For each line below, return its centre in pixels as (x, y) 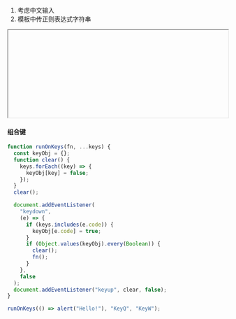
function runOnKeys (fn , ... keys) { (59, 147)
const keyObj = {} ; (42, 154)
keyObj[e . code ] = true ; (67, 231)
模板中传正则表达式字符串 (54, 19)
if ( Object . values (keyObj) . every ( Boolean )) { (93, 244)
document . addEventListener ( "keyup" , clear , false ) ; (90, 290)
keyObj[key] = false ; (57, 173)
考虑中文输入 (36, 10)
